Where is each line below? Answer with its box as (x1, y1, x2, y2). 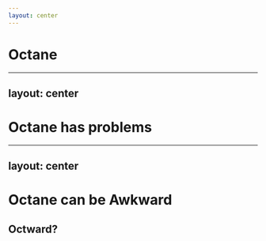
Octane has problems (8, 119, 153, 137)
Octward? (8, 222, 58, 235)
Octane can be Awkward (8, 191, 173, 209)
